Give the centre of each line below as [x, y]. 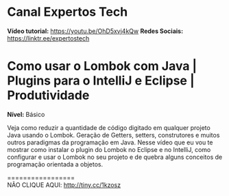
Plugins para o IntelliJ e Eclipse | [101, 81]
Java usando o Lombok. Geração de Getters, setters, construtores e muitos [113, 135]
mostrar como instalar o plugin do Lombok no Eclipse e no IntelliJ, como [109, 149]
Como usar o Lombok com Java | [102, 66]
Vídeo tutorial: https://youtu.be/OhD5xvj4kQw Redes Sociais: [95, 31]
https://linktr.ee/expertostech [48, 38]
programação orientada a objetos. [55, 164]
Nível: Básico [26, 114]
